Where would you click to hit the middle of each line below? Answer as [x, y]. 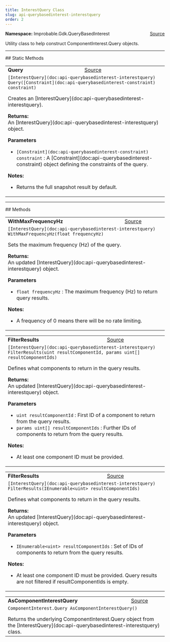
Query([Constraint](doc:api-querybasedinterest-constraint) [82, 83]
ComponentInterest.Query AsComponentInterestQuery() [73, 608]
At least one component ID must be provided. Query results [87, 576]
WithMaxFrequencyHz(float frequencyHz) [56, 234]
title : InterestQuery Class [35, 10]
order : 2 [14, 19]
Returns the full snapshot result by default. [67, 187]
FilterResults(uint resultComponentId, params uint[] [74, 352]
